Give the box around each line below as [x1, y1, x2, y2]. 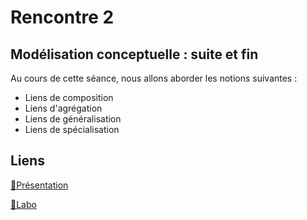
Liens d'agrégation [24, 102, 103, 114]
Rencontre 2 [10, 6, 115, 29]
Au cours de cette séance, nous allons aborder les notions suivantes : [10, 72, 298, 84]
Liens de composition [24, 92, 114, 103]
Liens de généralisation [24, 113, 122, 125]
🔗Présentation [10, 179, 69, 191]
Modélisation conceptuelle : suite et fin [10, 46, 259, 63]
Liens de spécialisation [24, 124, 120, 135]
